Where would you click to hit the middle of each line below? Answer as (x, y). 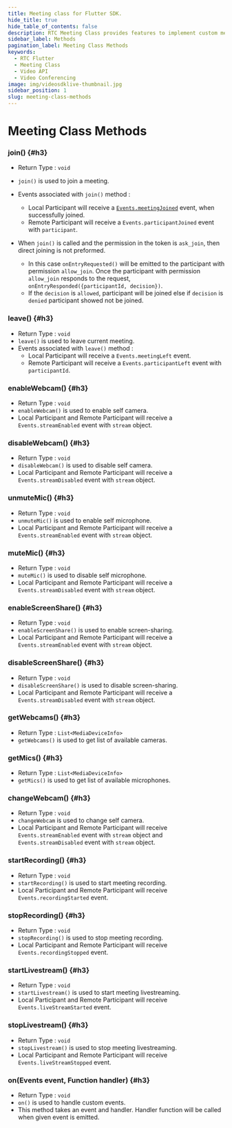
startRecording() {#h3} (47, 860)
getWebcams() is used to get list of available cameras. (92, 740)
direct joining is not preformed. (62, 251)
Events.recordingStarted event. (63, 897)
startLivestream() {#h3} (49, 970)
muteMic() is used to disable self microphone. (82, 575)
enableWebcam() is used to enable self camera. (83, 411)
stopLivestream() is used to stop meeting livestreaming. (97, 1047)
